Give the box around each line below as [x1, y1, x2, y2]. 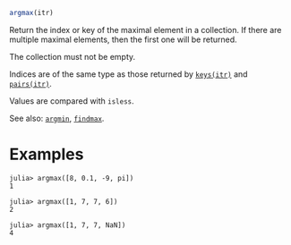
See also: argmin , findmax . [9, 113, 105, 123]
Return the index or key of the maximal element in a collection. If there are [9, 24, 282, 35]
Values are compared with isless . [9, 95, 134, 106]
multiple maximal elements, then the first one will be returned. [9, 34, 237, 45]
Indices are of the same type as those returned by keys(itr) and [9, 68, 248, 80]
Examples [9, 144, 84, 165]
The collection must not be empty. [9, 51, 136, 62]
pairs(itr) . [9, 78, 52, 89]
